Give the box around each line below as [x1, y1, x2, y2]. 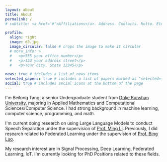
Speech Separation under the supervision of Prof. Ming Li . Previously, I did [5, 125, 158, 131]
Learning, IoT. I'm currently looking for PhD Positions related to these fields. [5, 151, 160, 157]
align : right [9, 35, 37, 40]
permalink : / [5, 16, 32, 21]
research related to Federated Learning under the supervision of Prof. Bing [5, 131, 158, 137]
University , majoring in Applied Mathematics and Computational [5, 100, 136, 106]
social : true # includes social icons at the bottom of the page [5, 81, 143, 86]
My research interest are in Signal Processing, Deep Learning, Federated [5, 146, 154, 152]
